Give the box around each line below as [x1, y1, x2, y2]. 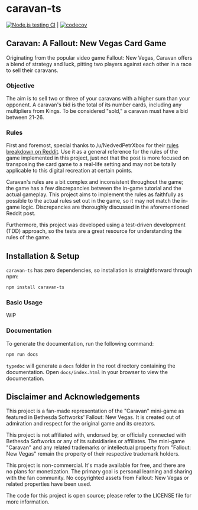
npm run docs [6, 351, 38, 358]
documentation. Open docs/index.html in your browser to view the [6, 368, 168, 375]
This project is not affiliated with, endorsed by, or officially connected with [6, 431, 187, 438]
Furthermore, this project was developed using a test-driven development [6, 221, 186, 229]
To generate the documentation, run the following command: [6, 340, 154, 347]
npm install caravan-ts [6, 284, 65, 291]
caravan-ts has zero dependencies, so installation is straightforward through [6, 267, 193, 274]
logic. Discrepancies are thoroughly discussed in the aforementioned [21, 203, 189, 211]
